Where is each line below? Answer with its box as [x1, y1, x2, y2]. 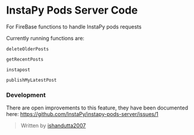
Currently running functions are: [6, 34, 85, 41]
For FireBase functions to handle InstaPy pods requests [6, 23, 142, 30]
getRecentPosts [6, 56, 44, 62]
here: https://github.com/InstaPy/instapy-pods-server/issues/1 [6, 111, 158, 118]
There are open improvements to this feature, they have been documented [6, 104, 189, 111]
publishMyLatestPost [6, 77, 58, 83]
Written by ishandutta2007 [20, 122, 86, 129]
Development [6, 91, 46, 99]
